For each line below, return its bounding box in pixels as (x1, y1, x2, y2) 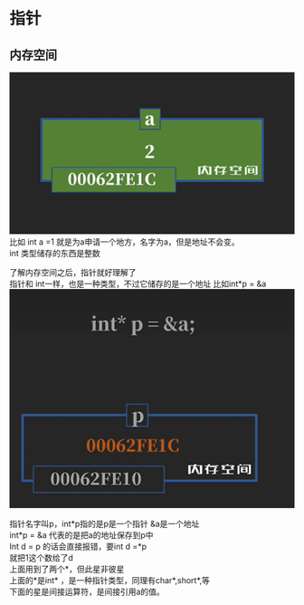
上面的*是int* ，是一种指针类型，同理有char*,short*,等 (9, 574, 211, 585)
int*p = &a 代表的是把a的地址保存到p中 (9, 529, 154, 540)
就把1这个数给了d (9, 552, 74, 562)
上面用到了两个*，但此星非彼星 (9, 563, 125, 574)
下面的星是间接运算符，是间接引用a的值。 (9, 586, 165, 597)
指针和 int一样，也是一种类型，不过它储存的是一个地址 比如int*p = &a (9, 278, 267, 289)
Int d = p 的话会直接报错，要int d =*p (9, 541, 147, 552)
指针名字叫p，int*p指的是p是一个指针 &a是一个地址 (9, 518, 200, 529)
